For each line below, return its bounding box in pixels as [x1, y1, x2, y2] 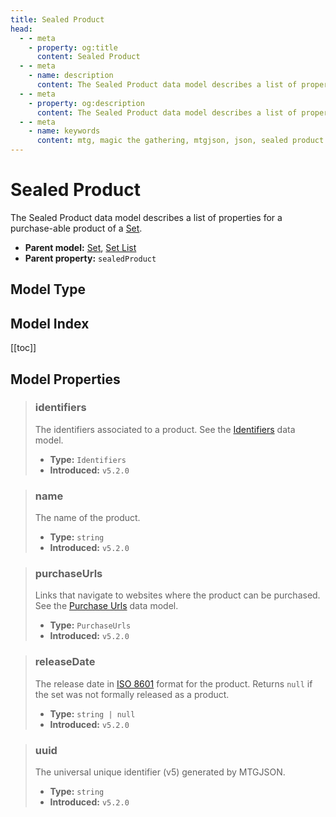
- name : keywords [28, 126, 101, 136]
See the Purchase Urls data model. [34, 600, 179, 612]
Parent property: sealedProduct [24, 252, 157, 264]
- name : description [28, 71, 114, 81]
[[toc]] [10, 342, 37, 354]
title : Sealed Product [10, 14, 105, 25]
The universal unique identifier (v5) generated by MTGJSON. [34, 766, 286, 778]
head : [10, 24, 33, 34]
